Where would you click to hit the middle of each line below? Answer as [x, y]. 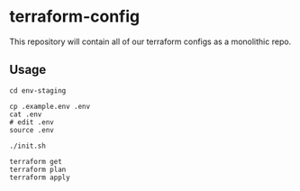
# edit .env [32, 122]
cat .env [26, 114]
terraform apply [40, 177]
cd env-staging [38, 91]
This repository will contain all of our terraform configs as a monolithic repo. [150, 41]
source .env [32, 130]
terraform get [36, 161]
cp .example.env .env [50, 106]
